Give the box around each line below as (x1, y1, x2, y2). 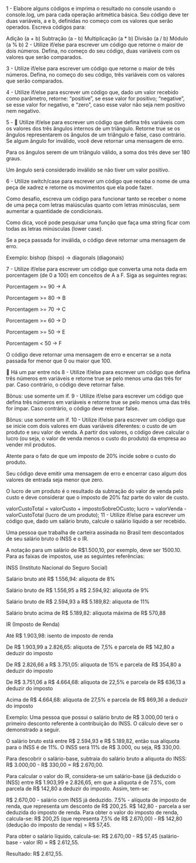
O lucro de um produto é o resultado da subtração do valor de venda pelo (6, 488, 184, 494)
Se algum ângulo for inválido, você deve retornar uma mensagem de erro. (6, 138, 184, 144)
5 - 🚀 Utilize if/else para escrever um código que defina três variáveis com (6, 119, 185, 125)
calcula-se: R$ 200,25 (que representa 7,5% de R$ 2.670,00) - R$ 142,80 (6, 815, 183, 822)
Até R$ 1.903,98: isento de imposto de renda (6, 632, 114, 639)
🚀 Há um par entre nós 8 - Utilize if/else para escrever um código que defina (6, 369, 190, 375)
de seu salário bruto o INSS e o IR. (6, 535, 89, 542)
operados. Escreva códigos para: (6, 23, 86, 30)
